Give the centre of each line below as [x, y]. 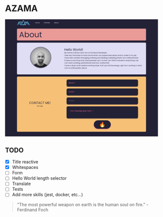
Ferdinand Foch [33, 210]
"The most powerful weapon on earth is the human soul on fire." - [83, 204]
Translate [21, 184]
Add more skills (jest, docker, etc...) [48, 195]
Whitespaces [25, 167]
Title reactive [25, 162]
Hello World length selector [39, 178]
